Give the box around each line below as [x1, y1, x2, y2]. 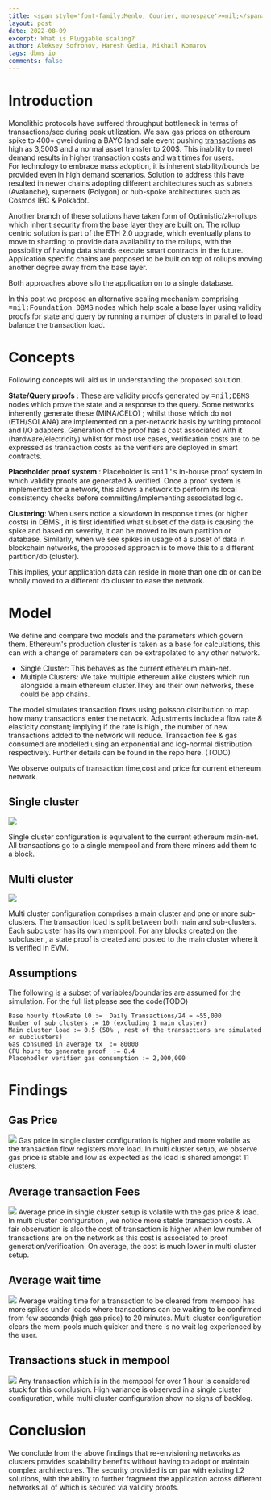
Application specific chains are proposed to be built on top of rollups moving [8, 253, 263, 263]
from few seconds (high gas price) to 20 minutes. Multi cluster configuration [8, 1313, 262, 1322]
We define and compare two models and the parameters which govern [8, 630, 244, 640]
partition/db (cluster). [8, 551, 79, 561]
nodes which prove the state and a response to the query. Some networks [8, 399, 255, 409]
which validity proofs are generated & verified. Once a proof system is [8, 475, 241, 485]
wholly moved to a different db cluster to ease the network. [8, 575, 205, 585]
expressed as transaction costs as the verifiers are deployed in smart [8, 442, 238, 452]
